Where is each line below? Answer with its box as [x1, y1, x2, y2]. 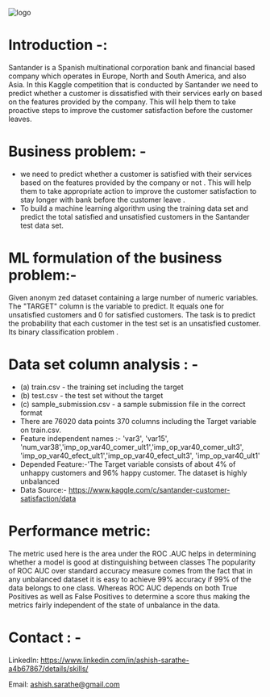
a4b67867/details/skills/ [8, 663, 89, 674]
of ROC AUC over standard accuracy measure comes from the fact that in [8, 565, 253, 575]
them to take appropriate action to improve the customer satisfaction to [19, 186, 257, 195]
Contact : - [8, 628, 82, 646]
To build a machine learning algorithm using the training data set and [19, 203, 248, 213]
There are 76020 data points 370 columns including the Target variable [19, 416, 256, 426]
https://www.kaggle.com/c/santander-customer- [68, 485, 231, 494]
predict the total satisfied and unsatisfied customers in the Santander [19, 212, 250, 221]
